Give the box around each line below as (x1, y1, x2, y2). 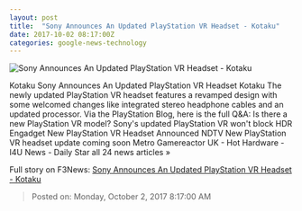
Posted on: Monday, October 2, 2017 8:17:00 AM (31, 191, 212, 202)
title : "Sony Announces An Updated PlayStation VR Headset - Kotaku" (9, 22, 280, 31)
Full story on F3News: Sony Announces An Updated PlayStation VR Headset (9, 164, 293, 175)
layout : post (9, 13, 59, 22)
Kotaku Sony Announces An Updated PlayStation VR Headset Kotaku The (9, 80, 282, 91)
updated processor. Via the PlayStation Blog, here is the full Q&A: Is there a (9, 109, 288, 119)
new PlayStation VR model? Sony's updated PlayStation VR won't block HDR (9, 119, 293, 129)
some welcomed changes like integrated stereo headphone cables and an (9, 100, 284, 110)
